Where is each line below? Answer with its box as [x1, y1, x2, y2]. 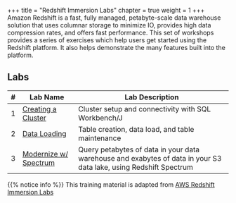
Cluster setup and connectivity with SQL [78, 104, 211, 113]
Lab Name [29, 92, 65, 101]
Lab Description [124, 92, 179, 101]
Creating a [22, 104, 57, 113]
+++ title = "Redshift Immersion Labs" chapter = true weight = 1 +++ [7, 6, 205, 14]
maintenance [78, 133, 122, 143]
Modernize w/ [22, 149, 69, 159]
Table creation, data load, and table [78, 124, 195, 134]
